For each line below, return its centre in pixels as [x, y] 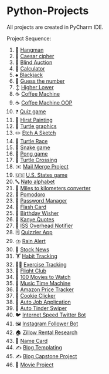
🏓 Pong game [31, 153]
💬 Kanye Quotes [35, 219]
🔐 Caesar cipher [35, 56]
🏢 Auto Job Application [43, 302]
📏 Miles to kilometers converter [53, 188]
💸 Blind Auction [34, 62]
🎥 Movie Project [34, 365]
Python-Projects [48, 11]
